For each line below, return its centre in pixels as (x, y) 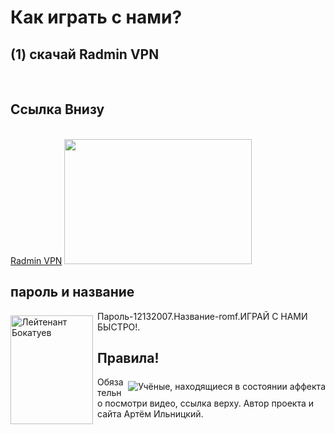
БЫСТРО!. (119, 327)
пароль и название (72, 292)
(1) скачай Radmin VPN (85, 54)
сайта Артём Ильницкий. (150, 414)
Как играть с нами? (96, 17)
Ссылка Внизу (57, 109)
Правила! (128, 358)
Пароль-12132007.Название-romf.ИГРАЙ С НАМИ (202, 316)
